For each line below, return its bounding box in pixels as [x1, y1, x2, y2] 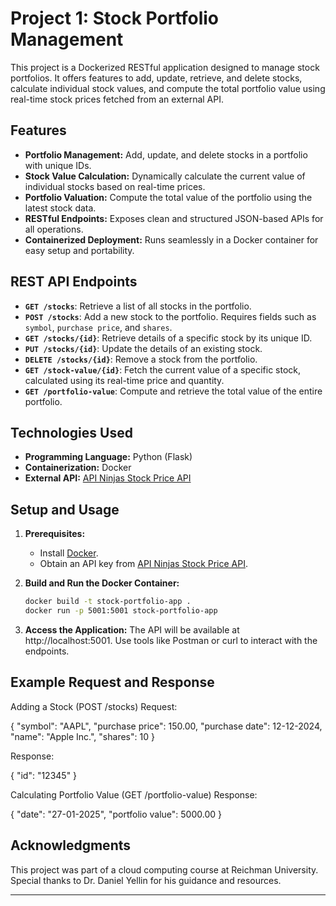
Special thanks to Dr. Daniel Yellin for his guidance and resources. [10, 874, 282, 886]
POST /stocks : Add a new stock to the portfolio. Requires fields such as [24, 310, 317, 322]
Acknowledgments [10, 837, 132, 854]
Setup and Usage [10, 501, 120, 518]
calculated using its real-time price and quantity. [24, 374, 225, 386]
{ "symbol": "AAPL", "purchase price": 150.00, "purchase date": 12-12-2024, [10, 720, 323, 732]
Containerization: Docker [24, 462, 132, 474]
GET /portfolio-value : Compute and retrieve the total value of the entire [24, 385, 323, 397]
